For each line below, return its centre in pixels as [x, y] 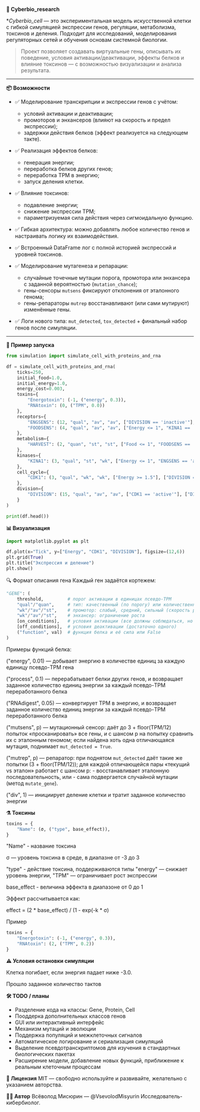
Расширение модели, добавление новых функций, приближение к [99, 1060]
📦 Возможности [28, 88]
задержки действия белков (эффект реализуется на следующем [106, 133]
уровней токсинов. [39, 254]
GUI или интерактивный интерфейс [60, 1022]
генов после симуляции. [46, 328]
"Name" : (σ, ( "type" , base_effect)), [64, 829]
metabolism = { [33, 439]
